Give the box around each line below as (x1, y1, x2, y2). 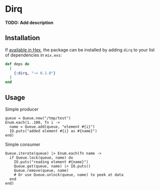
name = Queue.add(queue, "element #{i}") (9, 124, 95, 129)
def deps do (5, 61, 29, 67)
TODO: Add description (5, 20, 54, 25)
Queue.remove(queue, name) (14, 168, 69, 173)
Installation (5, 34, 40, 42)
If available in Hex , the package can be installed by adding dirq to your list (5, 47, 155, 52)
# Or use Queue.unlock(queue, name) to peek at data (14, 172, 124, 177)
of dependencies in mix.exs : (5, 52, 62, 58)
